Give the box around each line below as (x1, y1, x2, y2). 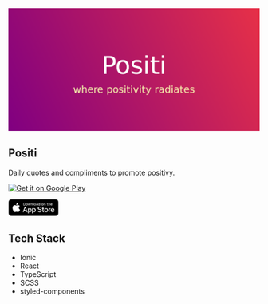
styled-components (19, 286, 85, 296)
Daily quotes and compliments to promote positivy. (8, 168, 175, 177)
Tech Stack (8, 231, 65, 245)
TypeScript (19, 270, 57, 279)
